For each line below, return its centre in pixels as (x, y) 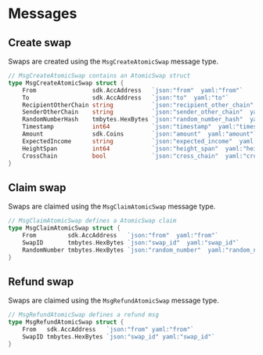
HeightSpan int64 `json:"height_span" (121, 149)
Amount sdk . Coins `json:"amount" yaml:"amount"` (140, 134)
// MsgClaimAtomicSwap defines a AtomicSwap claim (92, 221)
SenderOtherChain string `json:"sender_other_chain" (133, 112)
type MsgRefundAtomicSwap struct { (66, 322)
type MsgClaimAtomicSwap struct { (65, 228)
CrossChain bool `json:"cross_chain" (121, 156)
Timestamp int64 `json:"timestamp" (117, 127)
